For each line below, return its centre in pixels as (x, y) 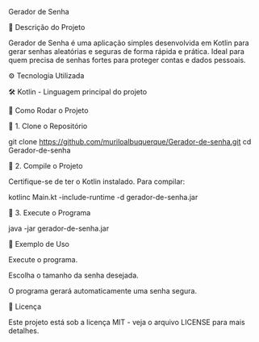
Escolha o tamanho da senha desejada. (73, 275)
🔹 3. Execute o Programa (50, 213)
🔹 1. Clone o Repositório (48, 126)
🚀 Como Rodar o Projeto (48, 111)
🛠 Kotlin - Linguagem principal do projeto (78, 92)
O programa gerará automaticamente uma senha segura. (103, 291)
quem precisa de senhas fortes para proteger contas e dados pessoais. (127, 60)
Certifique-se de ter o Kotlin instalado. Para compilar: (97, 181)
